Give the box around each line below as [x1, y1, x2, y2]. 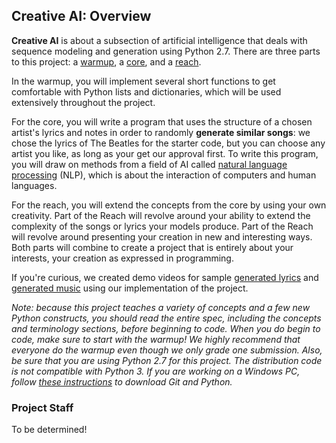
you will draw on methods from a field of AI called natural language [11, 158, 288, 170]
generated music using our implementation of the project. [11, 282, 249, 294]
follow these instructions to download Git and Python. [11, 375, 233, 388]
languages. [11, 179, 58, 191]
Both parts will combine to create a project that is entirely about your [11, 241, 294, 253]
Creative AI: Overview [11, 8, 152, 25]
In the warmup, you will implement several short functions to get [11, 75, 276, 87]
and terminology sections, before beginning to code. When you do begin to [11, 322, 321, 334]
